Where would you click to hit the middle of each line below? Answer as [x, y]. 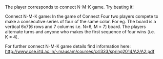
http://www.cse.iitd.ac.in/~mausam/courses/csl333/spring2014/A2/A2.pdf [80, 51]
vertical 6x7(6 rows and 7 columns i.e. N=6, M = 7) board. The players [76, 27]
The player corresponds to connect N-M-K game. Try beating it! [70, 7]
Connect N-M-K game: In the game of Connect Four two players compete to [82, 16]
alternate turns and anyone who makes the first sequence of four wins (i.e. [80, 32]
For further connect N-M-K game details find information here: [68, 46]
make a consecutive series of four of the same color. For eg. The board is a [81, 22]
